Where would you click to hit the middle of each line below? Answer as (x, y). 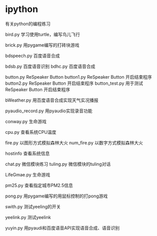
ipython (22, 9)
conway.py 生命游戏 (26, 121)
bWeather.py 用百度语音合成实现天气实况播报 (52, 100)
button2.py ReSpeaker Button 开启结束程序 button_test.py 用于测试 (74, 83)
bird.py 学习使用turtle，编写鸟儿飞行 (43, 34)
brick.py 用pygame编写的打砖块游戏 (42, 45)
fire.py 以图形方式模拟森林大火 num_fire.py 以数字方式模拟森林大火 (74, 143)
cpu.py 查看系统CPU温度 (31, 132)
